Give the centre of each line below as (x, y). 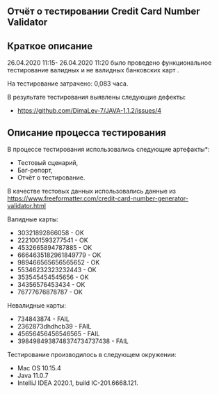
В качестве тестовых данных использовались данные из (91, 191)
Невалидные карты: (36, 306)
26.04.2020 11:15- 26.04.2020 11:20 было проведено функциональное (109, 63)
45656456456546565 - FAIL (58, 334)
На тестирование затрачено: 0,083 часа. (68, 84)
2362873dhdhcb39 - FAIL (54, 326)
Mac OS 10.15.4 (39, 368)
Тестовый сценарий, (48, 163)
